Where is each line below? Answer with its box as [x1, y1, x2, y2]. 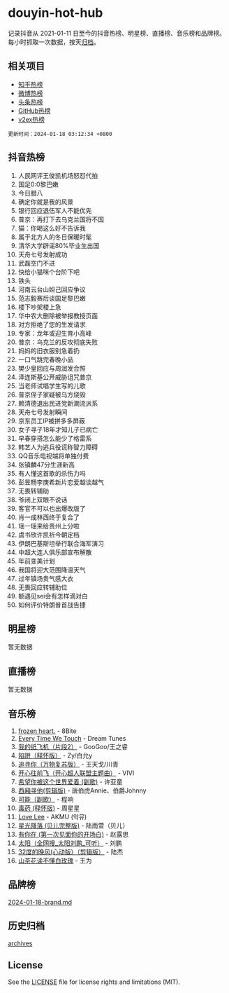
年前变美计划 [17, 556, 55, 565]
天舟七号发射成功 [17, 250, 68, 259]
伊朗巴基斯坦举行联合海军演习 [17, 539, 104, 547]
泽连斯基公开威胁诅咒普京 [17, 373, 92, 381]
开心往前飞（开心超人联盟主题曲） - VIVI [17, 769, 135, 777]
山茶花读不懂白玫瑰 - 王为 [17, 856, 93, 865]
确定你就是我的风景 [17, 198, 74, 206]
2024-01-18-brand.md [8, 898, 73, 906]
